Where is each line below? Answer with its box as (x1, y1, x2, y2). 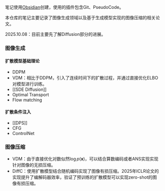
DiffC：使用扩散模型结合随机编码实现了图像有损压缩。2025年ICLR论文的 (12, 168, 159, 174)
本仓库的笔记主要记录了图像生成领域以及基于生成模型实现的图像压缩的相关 (5, 15, 156, 21)
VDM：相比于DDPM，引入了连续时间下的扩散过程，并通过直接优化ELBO (12, 75, 159, 81)
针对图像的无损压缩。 (12, 162, 55, 168)
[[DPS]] (12, 120, 28, 126)
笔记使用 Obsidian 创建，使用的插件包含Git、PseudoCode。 (5, 4, 124, 10)
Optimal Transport (12, 92, 49, 98)
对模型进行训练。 (12, 81, 47, 87)
